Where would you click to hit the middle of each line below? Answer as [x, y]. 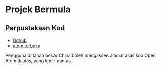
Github [19, 40]
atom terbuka [26, 46]
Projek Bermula [38, 9]
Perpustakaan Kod [35, 28]
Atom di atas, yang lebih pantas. [39, 61]
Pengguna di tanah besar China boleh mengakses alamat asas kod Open [81, 55]
